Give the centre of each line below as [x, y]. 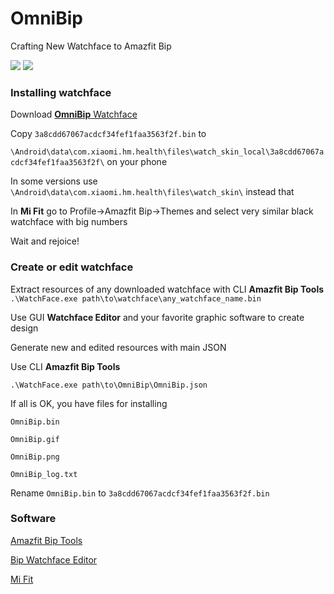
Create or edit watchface [72, 267]
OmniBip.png [35, 457]
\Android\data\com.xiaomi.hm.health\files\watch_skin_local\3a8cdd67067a [167, 152]
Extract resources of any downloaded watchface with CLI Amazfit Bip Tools [167, 289]
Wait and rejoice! [45, 241]
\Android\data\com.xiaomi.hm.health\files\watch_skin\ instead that [152, 192]
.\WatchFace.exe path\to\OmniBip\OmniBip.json [109, 385]
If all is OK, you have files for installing [89, 403]
